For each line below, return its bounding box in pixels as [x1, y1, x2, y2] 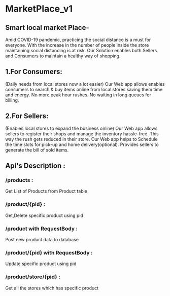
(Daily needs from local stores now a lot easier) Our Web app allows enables [5, 81, 165, 87]
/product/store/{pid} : [5, 273, 61, 280]
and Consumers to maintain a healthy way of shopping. [5, 53, 121, 59]
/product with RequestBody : [5, 225, 78, 232]
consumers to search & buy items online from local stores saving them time [5, 86, 163, 92]
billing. [5, 97, 19, 103]
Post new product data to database [5, 236, 79, 242]
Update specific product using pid [5, 261, 77, 267]
